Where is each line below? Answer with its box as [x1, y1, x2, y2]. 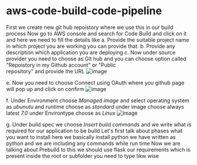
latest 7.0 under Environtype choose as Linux [6, 109, 115, 117]
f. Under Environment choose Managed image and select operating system [6, 96, 190, 104]
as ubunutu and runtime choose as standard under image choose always [6, 103, 185, 110]
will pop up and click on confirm [6, 85, 85, 92]
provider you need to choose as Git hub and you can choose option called [6, 55, 186, 62]
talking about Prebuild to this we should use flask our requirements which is [6, 146, 190, 153]
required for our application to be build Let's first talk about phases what [6, 127, 183, 134]
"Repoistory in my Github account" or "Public [6, 61, 117, 69]
